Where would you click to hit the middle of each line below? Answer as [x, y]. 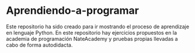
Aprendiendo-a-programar [72, 11]
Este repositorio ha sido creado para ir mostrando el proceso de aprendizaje [98, 26]
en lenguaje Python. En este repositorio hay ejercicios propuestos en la [91, 32]
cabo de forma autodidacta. [39, 45]
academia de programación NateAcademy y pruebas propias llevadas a [92, 39]
